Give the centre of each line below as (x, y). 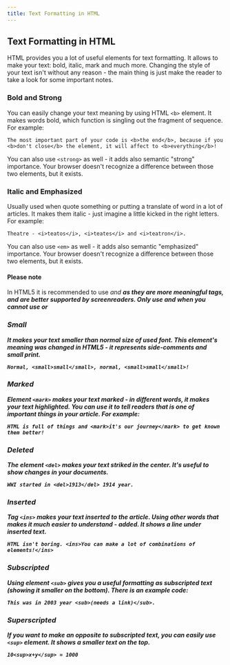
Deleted (21, 450)
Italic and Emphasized (45, 192)
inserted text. (27, 532)
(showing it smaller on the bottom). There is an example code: (98, 590)
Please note (24, 277)
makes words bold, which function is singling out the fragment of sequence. (115, 120)
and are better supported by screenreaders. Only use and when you (107, 300)
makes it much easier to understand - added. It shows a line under (104, 524)
